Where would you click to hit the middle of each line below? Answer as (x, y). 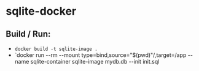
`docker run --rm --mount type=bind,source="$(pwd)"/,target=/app (100, 55)
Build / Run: (28, 34)
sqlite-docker (41, 11)
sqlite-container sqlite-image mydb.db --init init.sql (95, 62)
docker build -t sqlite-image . (56, 49)
